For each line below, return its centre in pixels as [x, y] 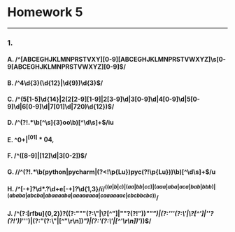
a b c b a [35, 196]
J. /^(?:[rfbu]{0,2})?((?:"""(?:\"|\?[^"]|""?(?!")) [77, 214]
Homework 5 [45, 12]
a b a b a [17, 196]
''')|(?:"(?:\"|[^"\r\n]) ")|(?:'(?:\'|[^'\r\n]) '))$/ [87, 221]
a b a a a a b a [58, 196]
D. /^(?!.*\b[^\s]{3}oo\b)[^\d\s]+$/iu [60, 123]
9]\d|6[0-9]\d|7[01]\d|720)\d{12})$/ [61, 107]
